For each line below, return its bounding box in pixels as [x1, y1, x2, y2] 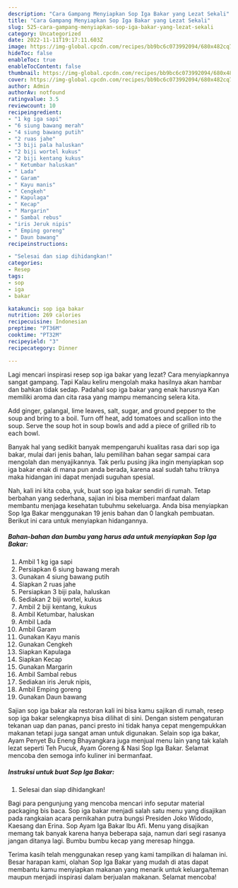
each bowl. [8, 429, 40, 437]
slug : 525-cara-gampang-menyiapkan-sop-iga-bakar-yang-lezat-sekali [8, 23, 214, 30]
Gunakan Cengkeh [18, 640, 73, 649]
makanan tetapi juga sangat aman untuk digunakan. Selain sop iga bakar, [8, 729, 221, 738]
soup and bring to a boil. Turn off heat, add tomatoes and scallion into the [8, 414, 222, 422]
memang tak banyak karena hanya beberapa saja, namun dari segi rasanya [8, 829, 227, 838]
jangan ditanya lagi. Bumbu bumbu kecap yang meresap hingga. [8, 836, 195, 845]
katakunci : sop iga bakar [8, 305, 84, 312]
